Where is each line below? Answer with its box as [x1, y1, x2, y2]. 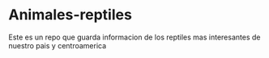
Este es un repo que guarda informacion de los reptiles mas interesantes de [8, 32, 261, 42]
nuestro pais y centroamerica [8, 40, 107, 50]
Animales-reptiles [8, 6, 132, 24]
